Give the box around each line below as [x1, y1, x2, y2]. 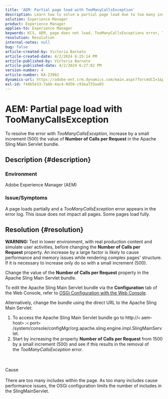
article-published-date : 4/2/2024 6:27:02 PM [5, 63, 101, 68]
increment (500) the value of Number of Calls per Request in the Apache [5, 135, 156, 141]
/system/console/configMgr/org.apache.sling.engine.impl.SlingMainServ [12, 325, 162, 331]
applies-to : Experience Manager [5, 26, 72, 31]
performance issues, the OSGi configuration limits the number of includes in [5, 383, 162, 389]
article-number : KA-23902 [5, 72, 59, 77]
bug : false [5, 44, 28, 49]
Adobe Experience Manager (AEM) [5, 182, 77, 188]
